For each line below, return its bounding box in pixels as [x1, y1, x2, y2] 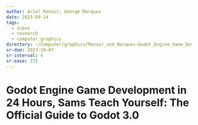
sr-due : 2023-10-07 [6, 47, 54, 53]
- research [11, 31, 38, 37]
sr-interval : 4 [6, 52, 44, 58]
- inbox [11, 25, 31, 31]
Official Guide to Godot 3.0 [6, 108, 140, 121]
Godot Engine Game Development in [6, 83, 187, 97]
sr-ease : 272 [6, 58, 38, 64]
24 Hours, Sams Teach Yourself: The [6, 96, 190, 109]
